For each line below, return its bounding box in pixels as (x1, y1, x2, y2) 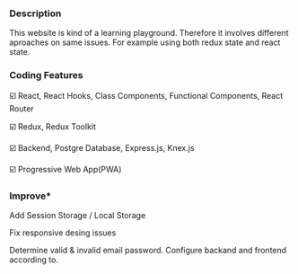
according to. (9, 254, 58, 265)
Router (9, 102, 34, 114)
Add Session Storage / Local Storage (9, 209, 146, 220)
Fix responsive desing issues (9, 227, 117, 238)
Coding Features (9, 69, 83, 82)
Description (9, 7, 62, 20)
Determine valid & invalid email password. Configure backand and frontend (9, 244, 287, 255)
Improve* (9, 190, 52, 202)
